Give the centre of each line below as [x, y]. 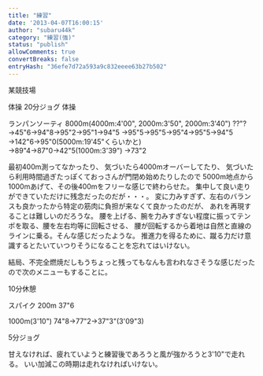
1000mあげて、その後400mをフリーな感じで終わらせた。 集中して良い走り [129, 186]
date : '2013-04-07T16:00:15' [56, 23]
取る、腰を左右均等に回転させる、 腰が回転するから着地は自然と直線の [137, 226]
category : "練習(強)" [42, 37]
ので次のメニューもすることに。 [60, 271]
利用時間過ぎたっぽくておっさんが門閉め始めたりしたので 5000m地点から [134, 176]
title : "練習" [30, 15]
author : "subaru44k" [42, 30]
